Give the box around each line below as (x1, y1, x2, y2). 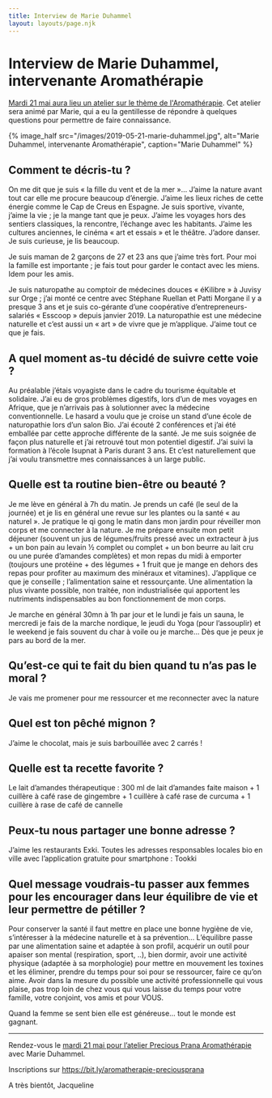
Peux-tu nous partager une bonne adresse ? (8, 823, 236, 837)
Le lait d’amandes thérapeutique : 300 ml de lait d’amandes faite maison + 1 (8, 783, 260, 793)
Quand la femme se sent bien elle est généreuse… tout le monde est (8, 1008, 236, 1018)
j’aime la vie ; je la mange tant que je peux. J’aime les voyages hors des (8, 211, 246, 220)
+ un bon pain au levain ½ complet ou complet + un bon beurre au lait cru (8, 542, 253, 551)
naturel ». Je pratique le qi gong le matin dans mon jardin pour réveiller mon (8, 516, 261, 526)
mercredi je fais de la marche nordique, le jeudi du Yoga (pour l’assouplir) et (8, 618, 261, 628)
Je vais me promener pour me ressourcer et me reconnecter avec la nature (8, 693, 259, 703)
